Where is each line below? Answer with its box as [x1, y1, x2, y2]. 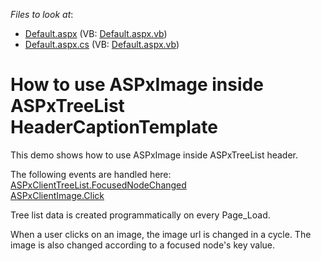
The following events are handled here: [10, 168, 172, 180]
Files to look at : [10, 9, 74, 20]
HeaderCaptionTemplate [10, 116, 218, 139]
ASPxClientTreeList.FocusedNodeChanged [10, 179, 187, 191]
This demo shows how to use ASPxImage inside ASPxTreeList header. [10, 149, 298, 161]
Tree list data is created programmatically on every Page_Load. [10, 209, 271, 221]
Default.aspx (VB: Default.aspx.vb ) [24, 28, 168, 39]
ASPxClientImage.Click [10, 189, 105, 201]
